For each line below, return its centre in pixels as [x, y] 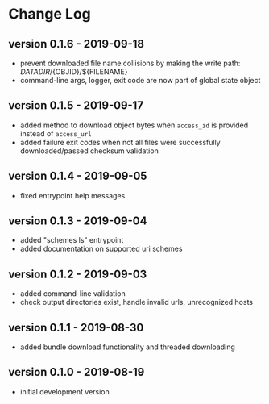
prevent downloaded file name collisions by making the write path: [130, 63]
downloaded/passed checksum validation [89, 151]
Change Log [50, 14]
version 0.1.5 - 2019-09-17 [76, 106]
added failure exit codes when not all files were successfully [120, 142]
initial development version [65, 391]
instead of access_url [56, 133]
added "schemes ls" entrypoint [72, 240]
